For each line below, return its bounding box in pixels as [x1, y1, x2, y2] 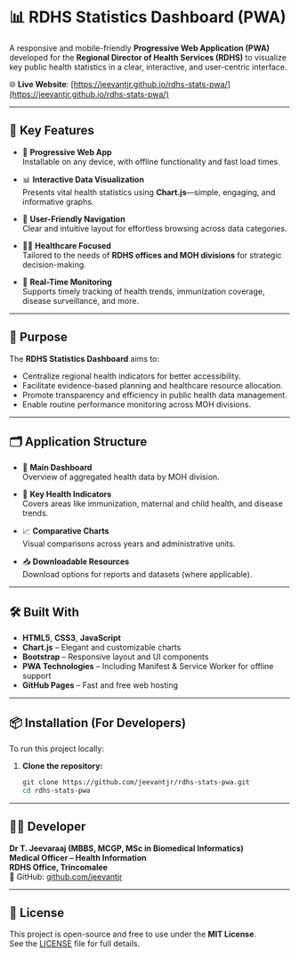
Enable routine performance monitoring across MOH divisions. [21, 398, 252, 410]
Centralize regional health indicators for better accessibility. [21, 371, 242, 381]
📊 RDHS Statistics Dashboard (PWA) [9, 7, 287, 28]
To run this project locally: [9, 743, 105, 754]
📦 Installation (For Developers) [9, 715, 187, 731]
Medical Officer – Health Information [9, 852, 147, 863]
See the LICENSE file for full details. [9, 938, 141, 949]
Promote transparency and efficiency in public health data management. [21, 389, 287, 400]
